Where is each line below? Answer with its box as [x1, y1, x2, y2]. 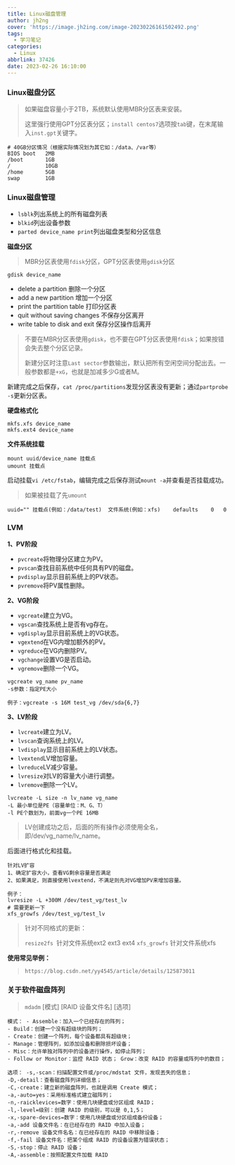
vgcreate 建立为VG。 [17, 611, 77, 619]
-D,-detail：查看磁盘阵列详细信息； [7, 1076, 102, 1083]
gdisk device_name [7, 272, 61, 279]
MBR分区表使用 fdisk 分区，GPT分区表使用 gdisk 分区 [24, 257, 175, 266]
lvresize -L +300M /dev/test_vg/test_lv [7, 896, 128, 903]
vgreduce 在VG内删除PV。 [17, 646, 91, 654]
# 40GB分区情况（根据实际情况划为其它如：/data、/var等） [7, 144, 160, 151]
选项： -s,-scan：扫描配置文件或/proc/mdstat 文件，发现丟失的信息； [7, 1069, 192, 1076]
